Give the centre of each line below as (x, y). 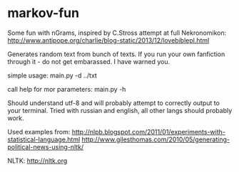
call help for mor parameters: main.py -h (67, 89)
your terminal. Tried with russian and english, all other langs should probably (120, 110)
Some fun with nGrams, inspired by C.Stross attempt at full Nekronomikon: (117, 33)
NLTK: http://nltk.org (37, 161)
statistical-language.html (44, 139)
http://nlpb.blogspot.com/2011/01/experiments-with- (149, 131)
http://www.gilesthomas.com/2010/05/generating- (156, 139)
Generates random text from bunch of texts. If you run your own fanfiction (116, 54)
